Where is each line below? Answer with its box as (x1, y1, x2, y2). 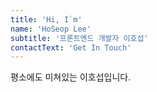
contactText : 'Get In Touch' (10, 42, 132, 53)
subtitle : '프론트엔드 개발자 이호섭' (10, 33, 149, 43)
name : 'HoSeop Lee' (10, 24, 92, 34)
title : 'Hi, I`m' (10, 14, 83, 25)
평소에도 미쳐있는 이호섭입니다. (10, 71, 132, 83)
